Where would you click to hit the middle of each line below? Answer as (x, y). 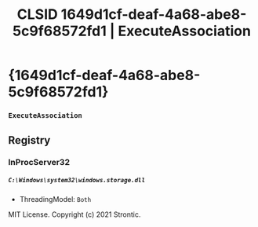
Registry (29, 140)
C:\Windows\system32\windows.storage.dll (77, 181)
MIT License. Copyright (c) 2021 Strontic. (74, 214)
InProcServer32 (39, 163)
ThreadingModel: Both (55, 200)
